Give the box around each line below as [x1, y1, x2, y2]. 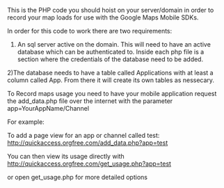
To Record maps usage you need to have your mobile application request [7, 90, 217, 97]
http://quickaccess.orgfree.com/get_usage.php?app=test [7, 159, 172, 168]
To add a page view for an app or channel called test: [7, 132, 160, 139]
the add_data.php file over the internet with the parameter [7, 97, 173, 105]
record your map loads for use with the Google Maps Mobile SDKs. [7, 13, 199, 22]
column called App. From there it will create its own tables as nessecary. [7, 76, 214, 84]
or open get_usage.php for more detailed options [7, 173, 148, 181]
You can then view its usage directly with [7, 152, 125, 160]
